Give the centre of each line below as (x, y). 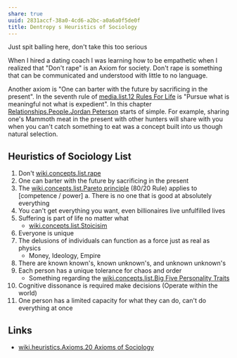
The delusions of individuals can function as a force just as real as (114, 241)
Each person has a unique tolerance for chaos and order (100, 271)
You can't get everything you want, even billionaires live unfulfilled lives (122, 211)
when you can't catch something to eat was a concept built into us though (115, 127)
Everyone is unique (46, 233)
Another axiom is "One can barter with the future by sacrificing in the (108, 89)
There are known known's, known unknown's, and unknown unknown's (122, 263)
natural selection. (33, 134)
